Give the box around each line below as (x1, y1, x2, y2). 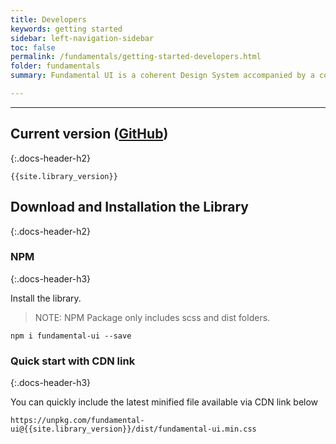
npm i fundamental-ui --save (10, 331, 132, 341)
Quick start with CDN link (10, 354, 136, 368)
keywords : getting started (10, 24, 123, 34)
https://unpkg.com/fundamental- (10, 416, 145, 426)
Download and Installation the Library (10, 199, 250, 216)
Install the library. (10, 292, 82, 304)
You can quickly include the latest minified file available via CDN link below (10, 396, 319, 408)
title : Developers (10, 14, 87, 25)
